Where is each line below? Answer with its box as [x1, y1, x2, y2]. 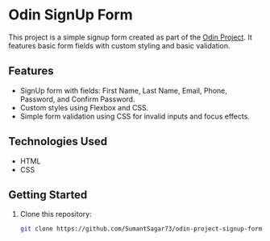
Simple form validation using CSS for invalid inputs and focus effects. [19, 111, 250, 121]
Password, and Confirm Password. [19, 94, 135, 104]
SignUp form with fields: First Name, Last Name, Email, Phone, [19, 85, 228, 95]
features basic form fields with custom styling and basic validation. [8, 40, 231, 50]
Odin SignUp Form [8, 6, 133, 24]
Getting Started [8, 188, 88, 202]
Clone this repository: [19, 210, 92, 219]
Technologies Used [8, 135, 107, 148]
